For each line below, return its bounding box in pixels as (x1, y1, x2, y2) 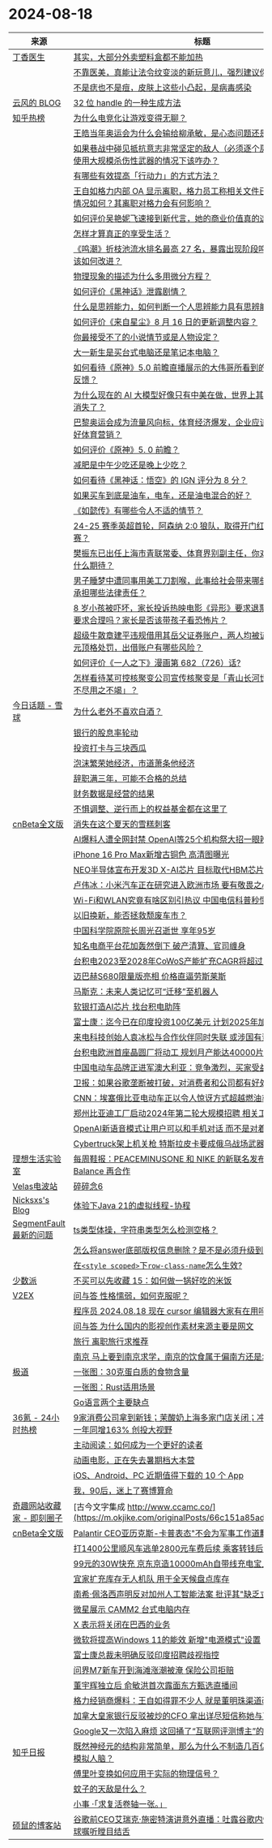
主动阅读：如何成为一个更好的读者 (73, 1439, 204, 1450)
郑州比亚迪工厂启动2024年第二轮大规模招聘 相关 (73, 1107, 259, 1118)
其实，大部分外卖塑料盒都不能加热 (73, 51, 204, 62)
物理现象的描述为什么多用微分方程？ (73, 270, 212, 282)
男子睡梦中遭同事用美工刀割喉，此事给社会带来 (73, 575, 253, 586)
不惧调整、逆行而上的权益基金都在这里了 (73, 803, 228, 814)
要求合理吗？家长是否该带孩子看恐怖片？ (73, 614, 228, 626)
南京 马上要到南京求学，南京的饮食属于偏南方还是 (73, 1350, 262, 1362)
